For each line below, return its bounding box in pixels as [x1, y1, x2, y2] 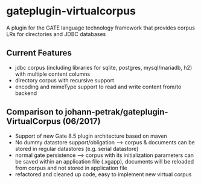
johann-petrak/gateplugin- [65, 107, 168, 117]
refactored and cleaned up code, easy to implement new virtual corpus [14, 170, 192, 178]
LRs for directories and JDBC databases [6, 30, 106, 37]
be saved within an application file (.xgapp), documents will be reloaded [14, 158, 194, 165]
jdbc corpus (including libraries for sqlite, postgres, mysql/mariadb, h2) [14, 64, 193, 71]
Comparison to [6, 107, 63, 117]
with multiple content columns [14, 70, 91, 78]
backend [14, 89, 37, 97]
